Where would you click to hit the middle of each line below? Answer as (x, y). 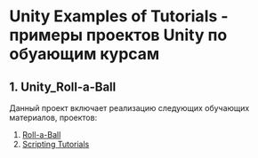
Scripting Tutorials (56, 144)
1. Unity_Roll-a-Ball (63, 87)
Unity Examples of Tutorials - (119, 16)
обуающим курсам (85, 54)
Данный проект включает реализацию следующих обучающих (129, 108)
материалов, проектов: (53, 118)
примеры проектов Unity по (118, 35)
